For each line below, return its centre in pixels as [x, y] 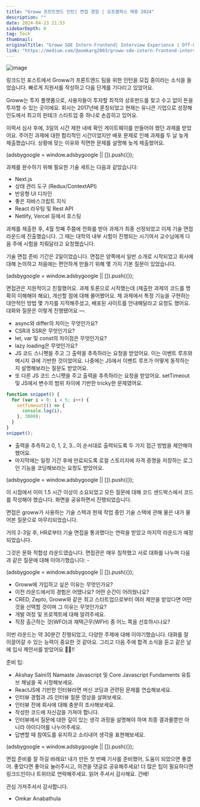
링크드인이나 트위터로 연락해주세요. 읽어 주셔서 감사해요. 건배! [78, 774]
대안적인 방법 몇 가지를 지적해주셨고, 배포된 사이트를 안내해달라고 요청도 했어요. [98, 303]
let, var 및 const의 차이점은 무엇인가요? [61, 338]
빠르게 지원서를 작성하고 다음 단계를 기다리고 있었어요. [91, 87]
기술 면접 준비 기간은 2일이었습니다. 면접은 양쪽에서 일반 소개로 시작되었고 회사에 [100, 256]
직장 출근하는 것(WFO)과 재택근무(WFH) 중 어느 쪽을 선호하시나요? [93, 622]
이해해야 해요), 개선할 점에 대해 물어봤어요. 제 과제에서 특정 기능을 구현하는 [104, 295]
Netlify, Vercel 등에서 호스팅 [48, 216]
